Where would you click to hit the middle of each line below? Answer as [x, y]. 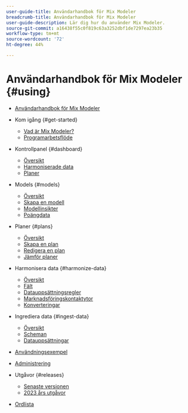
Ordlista [24, 404]
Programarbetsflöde [48, 137]
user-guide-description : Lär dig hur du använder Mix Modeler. [86, 23]
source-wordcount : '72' [35, 39]
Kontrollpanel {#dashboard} [48, 149]
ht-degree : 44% [25, 45]
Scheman [35, 334]
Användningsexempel [41, 352]
